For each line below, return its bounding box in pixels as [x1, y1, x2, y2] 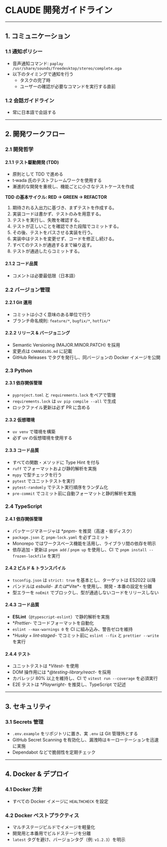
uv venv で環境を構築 [12, 428, 56, 435]
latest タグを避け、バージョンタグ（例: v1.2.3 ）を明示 [12, 836, 126, 843]
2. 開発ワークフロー [5, 130, 66, 138]
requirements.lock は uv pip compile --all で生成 [12, 398, 116, 404]
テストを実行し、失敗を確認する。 [12, 217, 83, 223]
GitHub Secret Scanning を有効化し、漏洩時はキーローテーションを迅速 [12, 737, 159, 743]
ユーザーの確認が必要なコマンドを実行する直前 [19, 83, 116, 89]
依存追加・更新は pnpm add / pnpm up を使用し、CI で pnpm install [12, 546, 147, 552]
